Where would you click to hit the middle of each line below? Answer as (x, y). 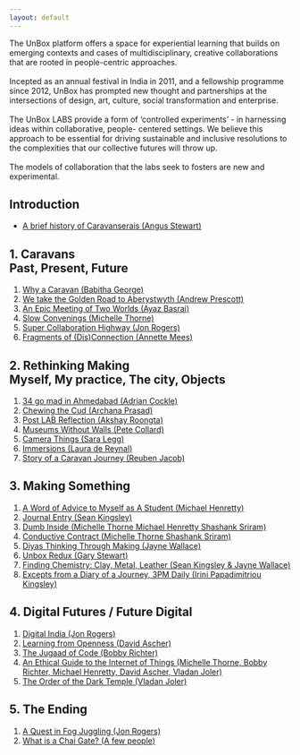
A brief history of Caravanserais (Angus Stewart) (112, 226)
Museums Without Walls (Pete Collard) (93, 430)
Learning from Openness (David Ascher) (96, 643)
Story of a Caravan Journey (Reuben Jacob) (104, 459)
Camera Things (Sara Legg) (73, 439)
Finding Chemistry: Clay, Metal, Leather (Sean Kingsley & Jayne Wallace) (156, 564)
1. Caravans (42, 254)
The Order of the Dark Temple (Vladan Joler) (104, 681)
